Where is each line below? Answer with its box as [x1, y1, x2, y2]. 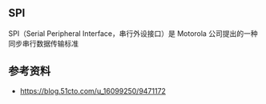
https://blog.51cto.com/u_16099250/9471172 [19, 86, 167, 95]
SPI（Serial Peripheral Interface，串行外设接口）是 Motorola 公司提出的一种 [8, 28, 258, 38]
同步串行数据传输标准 [8, 38, 79, 48]
